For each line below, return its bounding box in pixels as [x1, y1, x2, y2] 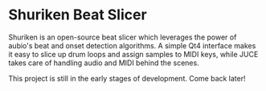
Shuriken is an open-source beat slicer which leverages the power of [8, 32, 237, 42]
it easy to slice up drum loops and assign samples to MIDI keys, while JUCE [8, 49, 259, 59]
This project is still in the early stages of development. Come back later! [8, 73, 247, 83]
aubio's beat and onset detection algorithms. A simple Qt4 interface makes [8, 40, 256, 50]
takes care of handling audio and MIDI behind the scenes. [8, 58, 199, 68]
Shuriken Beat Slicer [8, 6, 147, 24]
